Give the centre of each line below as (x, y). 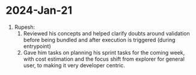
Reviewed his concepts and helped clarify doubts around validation (106, 33)
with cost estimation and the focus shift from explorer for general (104, 59)
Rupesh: (25, 27)
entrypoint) (37, 46)
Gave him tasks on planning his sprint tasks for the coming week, (104, 52)
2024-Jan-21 (39, 10)
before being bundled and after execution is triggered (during (99, 40)
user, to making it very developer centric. (74, 65)
